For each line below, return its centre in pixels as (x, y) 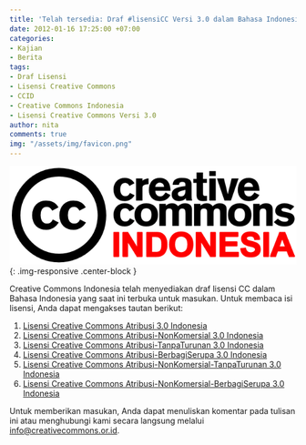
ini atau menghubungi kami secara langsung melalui (107, 420)
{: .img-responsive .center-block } (73, 271)
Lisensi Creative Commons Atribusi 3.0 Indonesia (115, 325)
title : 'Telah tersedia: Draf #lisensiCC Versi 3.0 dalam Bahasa (136, 19)
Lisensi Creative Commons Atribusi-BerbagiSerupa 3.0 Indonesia (145, 354)
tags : (20, 67)
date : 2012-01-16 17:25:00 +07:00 (75, 29)
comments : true (38, 135)
